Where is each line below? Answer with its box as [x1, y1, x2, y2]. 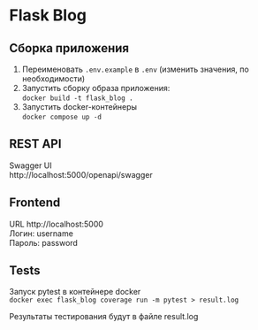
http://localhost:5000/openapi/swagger [9, 169, 153, 180]
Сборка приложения [9, 41, 130, 56]
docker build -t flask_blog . [21, 94, 134, 103]
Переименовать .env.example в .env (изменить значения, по [21, 64, 249, 74]
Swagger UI [9, 160, 53, 171]
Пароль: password [9, 237, 78, 248]
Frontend [9, 196, 61, 211]
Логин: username [9, 227, 73, 239]
